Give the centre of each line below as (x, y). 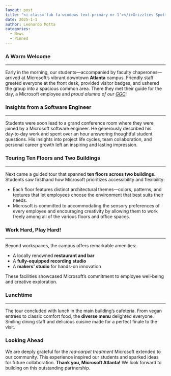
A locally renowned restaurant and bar (53, 255)
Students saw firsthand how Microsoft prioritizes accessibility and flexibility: (85, 179)
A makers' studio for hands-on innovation (57, 267)
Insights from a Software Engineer (48, 107)
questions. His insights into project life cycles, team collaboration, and (79, 139)
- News (17, 34)
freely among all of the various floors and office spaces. (72, 216)
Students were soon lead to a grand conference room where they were (79, 123)
